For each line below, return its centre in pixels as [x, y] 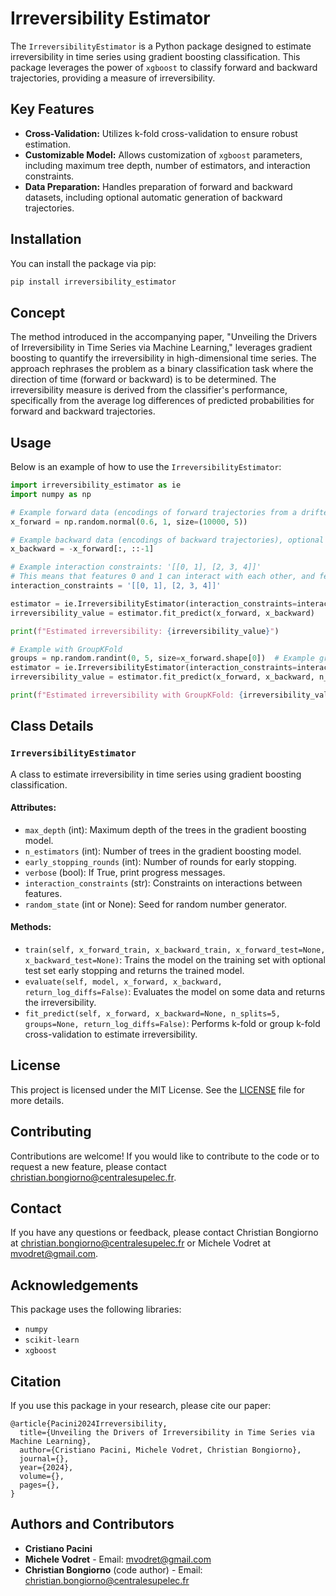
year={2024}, [46, 1468]
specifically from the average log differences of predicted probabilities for [162, 401]
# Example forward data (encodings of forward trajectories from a [154, 512]
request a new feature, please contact [88, 1166]
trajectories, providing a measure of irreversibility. [113, 78]
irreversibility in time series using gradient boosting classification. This [155, 56]
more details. [37, 1100]
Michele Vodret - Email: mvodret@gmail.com [118, 1559]
